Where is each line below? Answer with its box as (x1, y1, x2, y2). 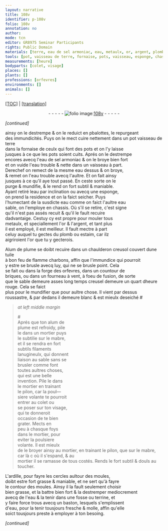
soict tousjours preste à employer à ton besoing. (5, 510, 105, 516)
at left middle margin (17, 304, 61, 310)
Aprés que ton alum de (17, 319, 65, 325)
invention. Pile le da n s (17, 378, 63, 384)
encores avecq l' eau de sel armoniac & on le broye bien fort (5, 156, 128, 162)
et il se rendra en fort (17, 340, 61, 347)
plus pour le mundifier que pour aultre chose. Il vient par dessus (5, 289, 137, 295)
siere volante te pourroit (17, 394, 67, 400)
